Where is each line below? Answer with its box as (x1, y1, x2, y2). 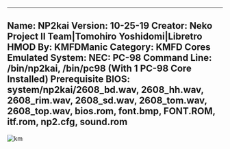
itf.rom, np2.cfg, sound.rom (7, 116, 128, 128)
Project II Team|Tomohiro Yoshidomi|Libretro (7, 31, 203, 42)
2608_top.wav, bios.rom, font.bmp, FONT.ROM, (7, 105, 216, 117)
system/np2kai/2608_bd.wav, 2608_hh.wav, (7, 84, 204, 96)
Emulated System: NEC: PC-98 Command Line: (7, 52, 212, 64)
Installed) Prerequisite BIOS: (7, 73, 130, 85)
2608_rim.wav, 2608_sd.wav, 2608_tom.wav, (7, 95, 207, 107)
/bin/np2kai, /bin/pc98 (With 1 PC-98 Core (7, 63, 192, 74)
